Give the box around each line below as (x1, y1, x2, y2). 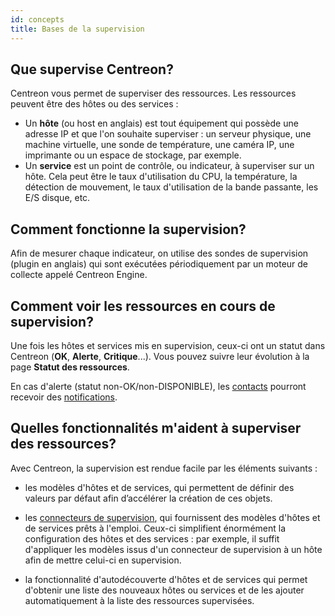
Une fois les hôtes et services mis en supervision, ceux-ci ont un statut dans (10, 339, 326, 351)
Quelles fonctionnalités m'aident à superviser (10, 420, 302, 437)
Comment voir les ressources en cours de (10, 297, 276, 315)
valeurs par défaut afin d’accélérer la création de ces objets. (24, 492, 273, 504)
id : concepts (10, 14, 65, 25)
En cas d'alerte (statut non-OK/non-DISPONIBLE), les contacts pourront (10, 380, 307, 392)
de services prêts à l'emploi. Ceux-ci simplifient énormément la (24, 522, 287, 534)
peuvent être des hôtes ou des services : (10, 98, 179, 110)
